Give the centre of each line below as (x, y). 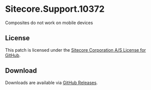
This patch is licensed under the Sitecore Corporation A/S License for (75, 50)
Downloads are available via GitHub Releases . (51, 83)
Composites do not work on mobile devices (49, 23)
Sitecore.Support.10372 (55, 9)
